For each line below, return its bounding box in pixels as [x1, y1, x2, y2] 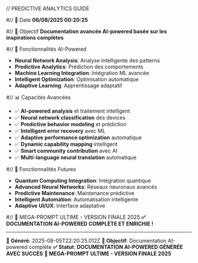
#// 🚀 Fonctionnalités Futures [6, 166, 77, 173]
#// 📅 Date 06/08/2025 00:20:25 [6, 17, 88, 23]
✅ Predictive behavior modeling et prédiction [14, 121, 127, 127]
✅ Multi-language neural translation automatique [14, 154, 137, 161]
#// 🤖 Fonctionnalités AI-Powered [6, 45, 87, 52]
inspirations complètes [6, 34, 64, 41]
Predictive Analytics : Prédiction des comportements [14, 63, 144, 70]
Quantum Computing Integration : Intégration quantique [14, 177, 151, 184]
